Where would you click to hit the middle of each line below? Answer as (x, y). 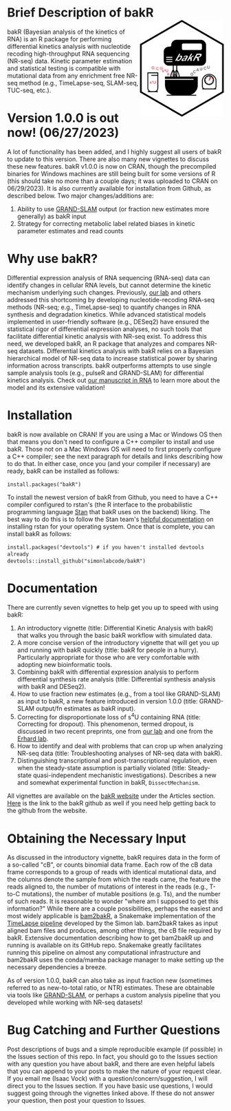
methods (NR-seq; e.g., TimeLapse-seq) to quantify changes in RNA (104, 307)
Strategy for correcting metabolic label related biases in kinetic (106, 223)
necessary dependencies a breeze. (57, 967)
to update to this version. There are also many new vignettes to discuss (108, 159)
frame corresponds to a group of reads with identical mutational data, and (112, 872)
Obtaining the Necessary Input (97, 838)
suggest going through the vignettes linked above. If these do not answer (111, 1093)
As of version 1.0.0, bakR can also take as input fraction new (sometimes (110, 981)
